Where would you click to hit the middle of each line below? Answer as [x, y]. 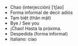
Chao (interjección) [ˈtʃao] [37, 7]
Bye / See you [25, 23]
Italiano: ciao [23, 39]
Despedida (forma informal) [39, 34]
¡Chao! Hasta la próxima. [36, 28]
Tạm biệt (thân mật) [31, 18]
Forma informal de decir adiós [41, 12]
